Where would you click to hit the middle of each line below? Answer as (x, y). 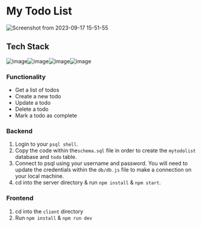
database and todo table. (46, 157)
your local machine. (39, 176)
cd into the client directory (49, 211)
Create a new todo (38, 96)
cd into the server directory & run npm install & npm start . (88, 182)
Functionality (26, 76)
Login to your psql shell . (46, 144)
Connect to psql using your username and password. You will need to (101, 163)
